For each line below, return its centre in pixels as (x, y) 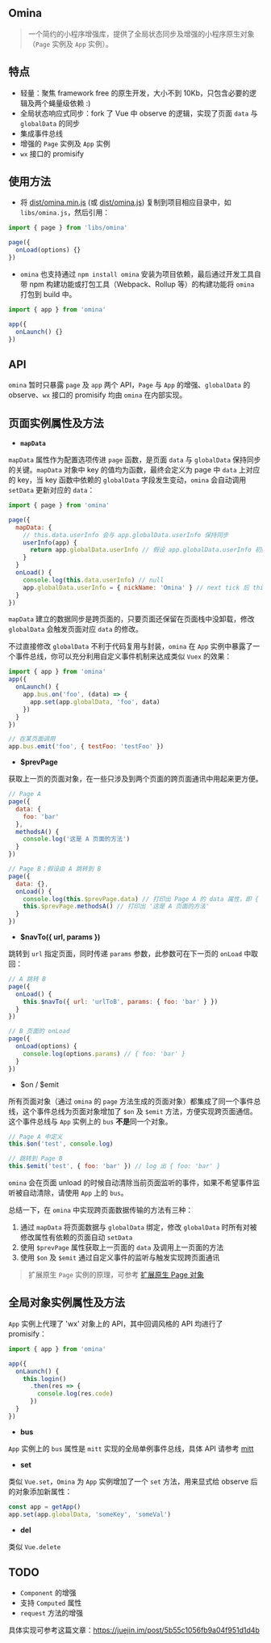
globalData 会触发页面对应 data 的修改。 (76, 629)
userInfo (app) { (50, 542)
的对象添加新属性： (40, 1491)
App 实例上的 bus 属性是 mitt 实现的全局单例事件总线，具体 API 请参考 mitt (131, 1448)
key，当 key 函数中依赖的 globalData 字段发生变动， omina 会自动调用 (132, 480)
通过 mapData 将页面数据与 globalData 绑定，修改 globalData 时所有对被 (138, 1227)
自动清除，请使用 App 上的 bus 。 (75, 1193)
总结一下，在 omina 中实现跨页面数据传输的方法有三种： (101, 1210)
